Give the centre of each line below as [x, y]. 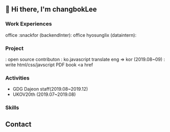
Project [15, 48]
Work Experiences [29, 24]
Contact [18, 124]
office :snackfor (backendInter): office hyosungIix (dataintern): [71, 35]
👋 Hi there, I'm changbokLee [51, 9]
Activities [17, 78]
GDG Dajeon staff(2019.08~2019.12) [50, 89]
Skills [12, 108]
